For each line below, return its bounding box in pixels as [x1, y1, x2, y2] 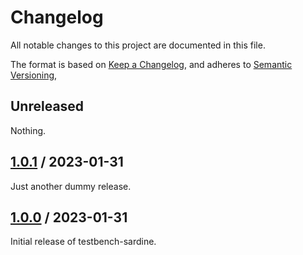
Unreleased [10, 98, 85, 115]
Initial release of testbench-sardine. [10, 236, 157, 248]
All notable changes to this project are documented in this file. [10, 39, 266, 51]
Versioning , [10, 69, 58, 81]
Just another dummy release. [10, 180, 132, 192]
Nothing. [10, 124, 47, 136]
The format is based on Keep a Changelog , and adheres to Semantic [10, 58, 293, 70]
